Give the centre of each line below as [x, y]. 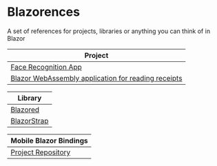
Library [30, 98]
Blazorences [44, 12]
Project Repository [41, 152]
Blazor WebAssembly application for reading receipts [96, 78]
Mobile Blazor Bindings [49, 141]
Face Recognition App [46, 67]
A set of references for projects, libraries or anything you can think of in [109, 31]
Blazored [25, 110]
